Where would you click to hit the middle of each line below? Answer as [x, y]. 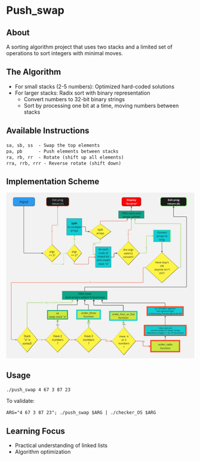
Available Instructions [48, 131]
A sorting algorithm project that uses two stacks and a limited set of [90, 47]
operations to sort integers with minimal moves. [65, 53]
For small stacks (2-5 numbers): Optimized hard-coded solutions [95, 86]
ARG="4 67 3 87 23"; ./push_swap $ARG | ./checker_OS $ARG [81, 413]
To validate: [20, 401]
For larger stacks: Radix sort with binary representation [82, 93]
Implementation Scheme [53, 182]
